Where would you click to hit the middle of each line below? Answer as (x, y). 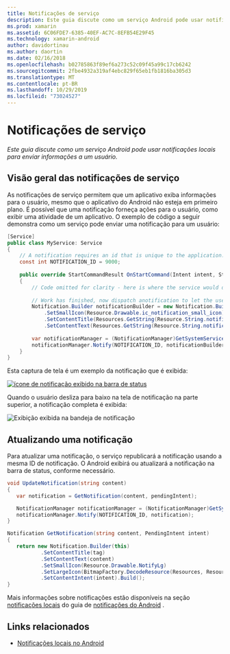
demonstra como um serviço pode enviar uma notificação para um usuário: (114, 224)
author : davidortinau (38, 45)
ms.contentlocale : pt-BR (42, 84)
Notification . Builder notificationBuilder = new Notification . (124, 307)
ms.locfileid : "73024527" (44, 97)
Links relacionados (49, 626)
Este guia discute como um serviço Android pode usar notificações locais (111, 149)
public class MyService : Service (55, 243)
